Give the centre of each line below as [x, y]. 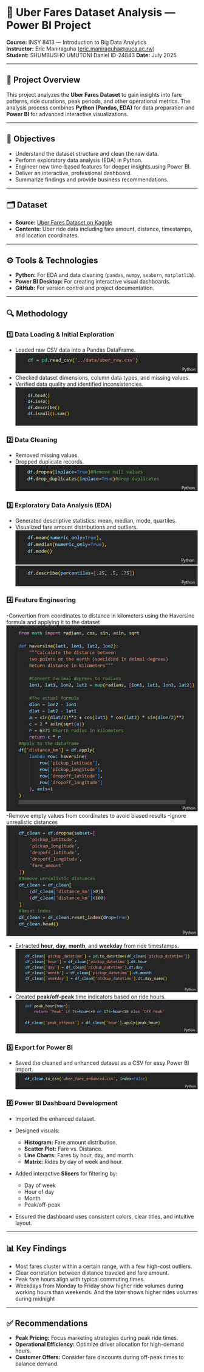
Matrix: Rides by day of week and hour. [73, 1161]
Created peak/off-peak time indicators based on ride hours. [90, 997]
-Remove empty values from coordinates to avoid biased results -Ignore [96, 815]
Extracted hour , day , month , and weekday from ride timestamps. [97, 946]
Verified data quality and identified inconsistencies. [79, 384]
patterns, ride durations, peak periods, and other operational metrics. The [98, 101]
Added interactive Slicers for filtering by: [66, 1173]
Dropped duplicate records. [49, 461]
